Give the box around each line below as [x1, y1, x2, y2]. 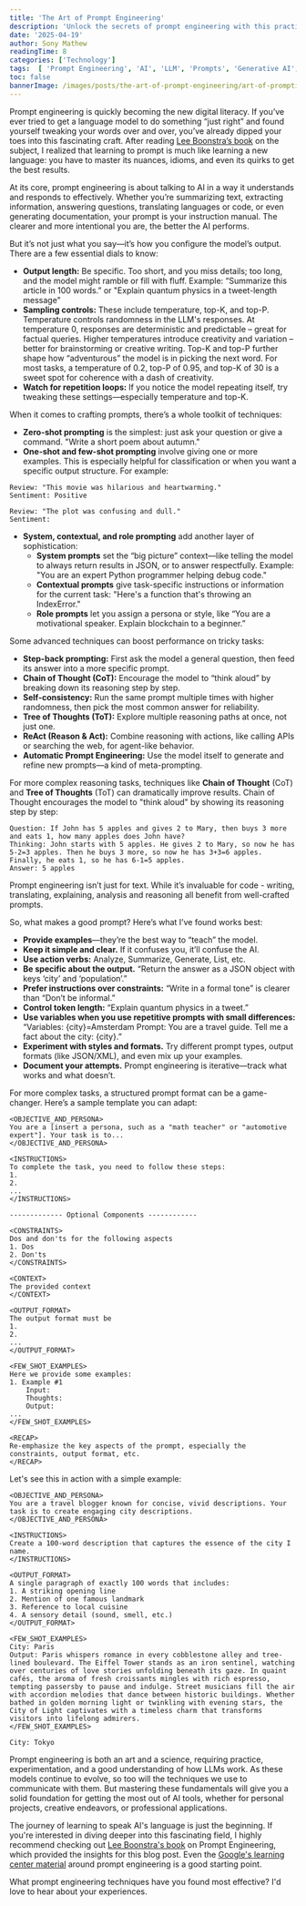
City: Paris [9, 1642, 55, 1651]
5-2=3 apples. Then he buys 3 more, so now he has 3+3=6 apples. [9, 848, 262, 857]
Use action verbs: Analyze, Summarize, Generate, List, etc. [22, 953, 246, 964]
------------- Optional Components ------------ [9, 1210, 198, 1219]
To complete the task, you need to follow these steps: [9, 1162, 226, 1171]
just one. [22, 720, 56, 731]
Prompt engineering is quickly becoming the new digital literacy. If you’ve [9, 106, 285, 117]
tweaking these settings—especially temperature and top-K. [22, 391, 249, 402]
